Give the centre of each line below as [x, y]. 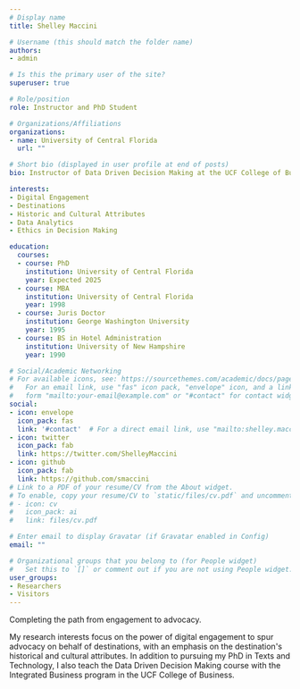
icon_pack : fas [46, 421]
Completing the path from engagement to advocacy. [106, 620]
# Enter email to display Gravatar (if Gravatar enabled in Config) [139, 537]
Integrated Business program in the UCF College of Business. [122, 675]
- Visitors [29, 594]
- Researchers [36, 586]
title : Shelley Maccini [54, 26]
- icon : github [37, 462]
